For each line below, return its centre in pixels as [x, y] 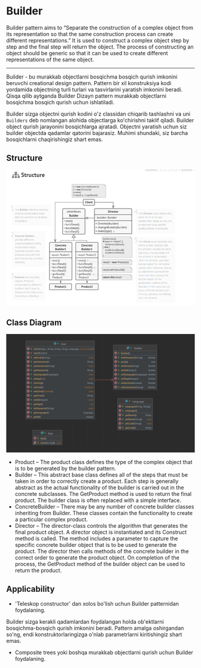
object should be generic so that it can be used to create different [87, 53]
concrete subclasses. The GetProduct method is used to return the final [103, 494]
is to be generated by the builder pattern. [66, 468]
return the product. [38, 570]
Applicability [31, 589]
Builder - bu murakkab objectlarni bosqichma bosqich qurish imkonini [92, 77]
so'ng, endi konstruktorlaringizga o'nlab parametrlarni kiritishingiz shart [94, 634]
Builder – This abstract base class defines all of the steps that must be [101, 474]
